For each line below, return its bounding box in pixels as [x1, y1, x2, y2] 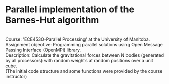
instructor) [5, 73, 27, 79]
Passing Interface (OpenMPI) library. [5, 47, 81, 53]
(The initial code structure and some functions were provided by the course [5, 68, 163, 74]
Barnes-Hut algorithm [5, 14, 99, 26]
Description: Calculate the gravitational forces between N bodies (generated [5, 52, 164, 58]
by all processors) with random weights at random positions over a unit [5, 57, 153, 63]
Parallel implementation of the [5, 4, 135, 15]
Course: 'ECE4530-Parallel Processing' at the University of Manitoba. [5, 36, 150, 42]
